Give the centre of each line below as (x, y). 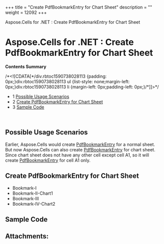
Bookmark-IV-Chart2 (34, 204)
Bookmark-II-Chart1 (33, 193)
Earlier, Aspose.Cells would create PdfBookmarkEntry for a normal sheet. (80, 144)
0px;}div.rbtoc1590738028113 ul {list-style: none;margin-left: (68, 81)
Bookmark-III (25, 198)
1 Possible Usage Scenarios (41, 96)
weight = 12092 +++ (26, 12)
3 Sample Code (28, 107)
